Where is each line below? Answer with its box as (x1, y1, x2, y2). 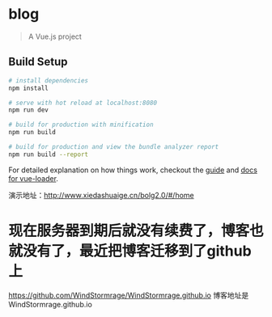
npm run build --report (8, 150, 89, 158)
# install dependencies (8, 76, 89, 85)
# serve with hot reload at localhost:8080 (8, 99, 158, 107)
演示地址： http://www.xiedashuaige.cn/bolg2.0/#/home (8, 190, 194, 200)
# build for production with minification (8, 120, 154, 129)
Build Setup (8, 55, 68, 69)
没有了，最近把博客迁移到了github (23, 242, 253, 260)
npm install (8, 84, 49, 92)
